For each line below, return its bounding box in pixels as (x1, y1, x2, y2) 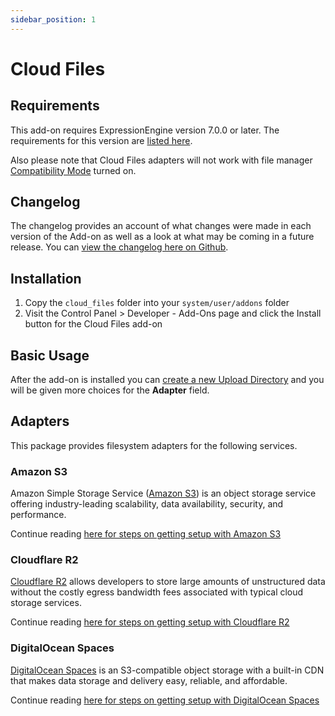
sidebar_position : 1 (10, 14, 97, 25)
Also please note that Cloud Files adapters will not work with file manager (10, 154, 313, 166)
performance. (10, 509, 67, 521)
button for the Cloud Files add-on (24, 318, 163, 330)
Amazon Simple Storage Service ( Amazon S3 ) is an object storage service (10, 487, 317, 500)
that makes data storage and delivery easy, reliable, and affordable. (10, 674, 288, 686)
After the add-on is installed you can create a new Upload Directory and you (10, 374, 325, 386)
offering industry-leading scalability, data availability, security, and (10, 498, 284, 510)
